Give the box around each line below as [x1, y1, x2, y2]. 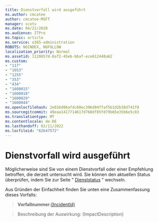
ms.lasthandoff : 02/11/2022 [5, 123, 64, 128]
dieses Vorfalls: [5, 192, 37, 198]
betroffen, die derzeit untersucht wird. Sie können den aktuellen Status [5, 171, 151, 177]
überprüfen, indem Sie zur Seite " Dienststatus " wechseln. [5, 177, 126, 183]
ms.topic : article [5, 35, 43, 40]
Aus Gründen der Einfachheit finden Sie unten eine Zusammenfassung [5, 186, 150, 192]
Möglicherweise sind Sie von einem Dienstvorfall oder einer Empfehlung [5, 166, 154, 172]
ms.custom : [5, 58, 28, 63]
